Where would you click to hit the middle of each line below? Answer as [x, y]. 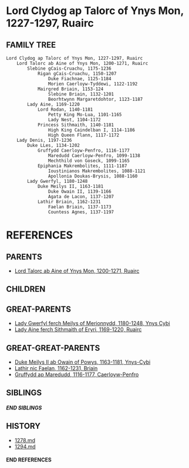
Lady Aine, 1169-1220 [54, 104]
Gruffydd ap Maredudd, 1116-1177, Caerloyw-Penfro [77, 375]
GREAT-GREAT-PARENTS [53, 348]
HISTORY [23, 426]
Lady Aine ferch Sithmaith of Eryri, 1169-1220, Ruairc [78, 330]
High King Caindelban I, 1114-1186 [91, 130]
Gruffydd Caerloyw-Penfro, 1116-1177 [84, 151]
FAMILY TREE [31, 45]
